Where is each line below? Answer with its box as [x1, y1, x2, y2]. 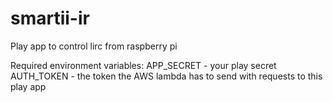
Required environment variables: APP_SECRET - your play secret [10, 59, 277, 71]
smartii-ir [10, 7, 90, 30]
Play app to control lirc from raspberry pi [10, 40, 178, 52]
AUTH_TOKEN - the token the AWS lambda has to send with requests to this [10, 70, 323, 82]
